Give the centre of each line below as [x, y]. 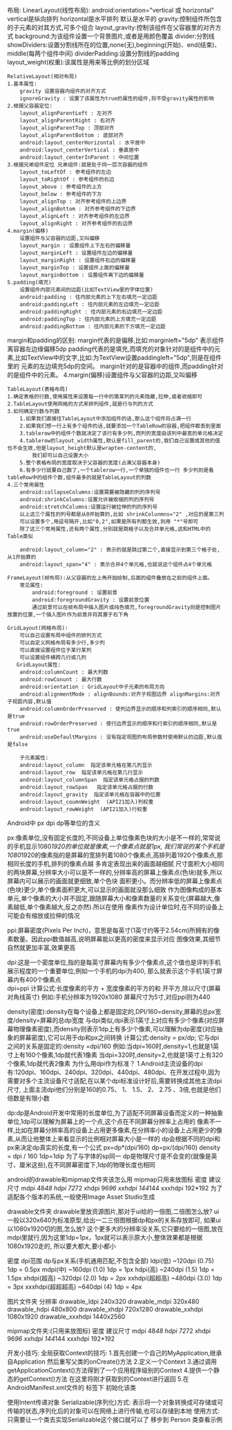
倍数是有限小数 [28, 1098]
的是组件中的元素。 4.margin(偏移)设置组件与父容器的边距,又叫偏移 [103, 375]
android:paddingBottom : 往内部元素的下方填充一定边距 [93, 327]
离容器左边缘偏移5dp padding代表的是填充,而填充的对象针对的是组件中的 [111, 349]
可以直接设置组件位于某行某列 [56, 650]
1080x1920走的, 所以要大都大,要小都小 [61, 1246]
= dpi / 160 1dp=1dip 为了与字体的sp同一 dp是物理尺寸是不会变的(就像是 [109, 1156]
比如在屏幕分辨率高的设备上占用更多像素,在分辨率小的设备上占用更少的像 [119, 1130]
